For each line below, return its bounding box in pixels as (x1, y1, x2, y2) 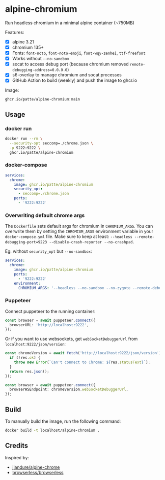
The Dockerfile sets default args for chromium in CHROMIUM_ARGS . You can (5, 223, 153, 229)
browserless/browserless (12, 469, 64, 475)
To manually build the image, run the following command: (5, 418, 121, 424)
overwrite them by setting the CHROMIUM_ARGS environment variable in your (5, 228, 154, 235)
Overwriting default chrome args (5, 212, 85, 219)
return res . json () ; (9, 369, 50, 374)
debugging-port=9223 (5, 240, 48, 245)
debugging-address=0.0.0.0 (12, 68, 68, 72)
